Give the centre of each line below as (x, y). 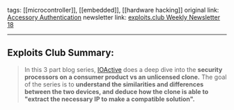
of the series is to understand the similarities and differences (114, 84)
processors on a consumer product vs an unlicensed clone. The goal (125, 77)
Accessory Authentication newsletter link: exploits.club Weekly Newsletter (114, 17)
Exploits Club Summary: (61, 53)
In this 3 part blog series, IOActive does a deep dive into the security (123, 69)
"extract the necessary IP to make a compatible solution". (109, 99)
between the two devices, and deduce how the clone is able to (116, 91)
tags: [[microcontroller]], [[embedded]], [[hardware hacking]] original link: (113, 10)
